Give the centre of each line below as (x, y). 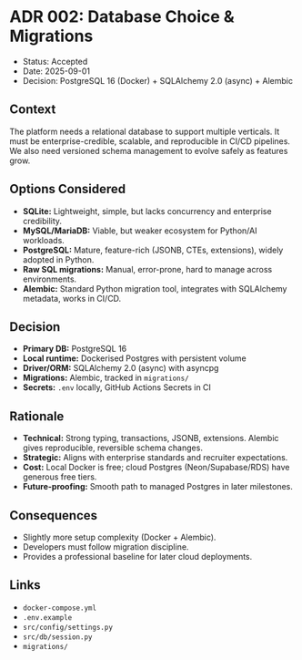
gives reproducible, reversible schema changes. (112, 448)
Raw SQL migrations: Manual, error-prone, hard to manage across (147, 269)
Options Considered (67, 189)
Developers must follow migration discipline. (106, 547)
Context (33, 110)
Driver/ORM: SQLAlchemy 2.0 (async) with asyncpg (121, 368)
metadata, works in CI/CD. (72, 298)
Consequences (54, 516)
